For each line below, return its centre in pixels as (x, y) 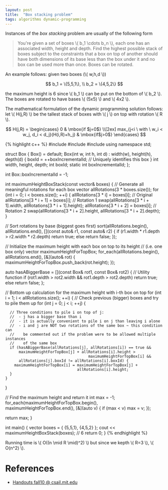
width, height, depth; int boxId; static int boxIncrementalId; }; (68, 165)
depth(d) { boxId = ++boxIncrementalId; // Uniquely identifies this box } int (82, 159)
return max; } (19, 418)
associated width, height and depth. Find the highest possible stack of (90, 49)
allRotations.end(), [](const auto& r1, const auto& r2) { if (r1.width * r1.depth (82, 231)
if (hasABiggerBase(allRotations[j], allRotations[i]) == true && (80, 348)
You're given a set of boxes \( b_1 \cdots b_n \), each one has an (83, 43)
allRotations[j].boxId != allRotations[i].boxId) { (73, 361)
